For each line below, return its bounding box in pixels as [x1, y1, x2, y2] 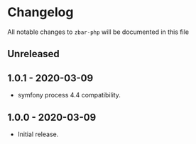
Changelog [7, 4, 74, 20]
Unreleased [7, 48, 60, 60]
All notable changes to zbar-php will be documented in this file [7, 28, 190, 36]
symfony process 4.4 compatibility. [17, 91, 121, 100]
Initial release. [17, 130, 59, 138]
